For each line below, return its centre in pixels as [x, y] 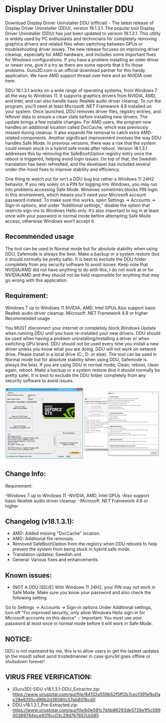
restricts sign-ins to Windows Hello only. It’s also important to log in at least [82, 210]
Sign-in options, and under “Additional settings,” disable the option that [78, 205]
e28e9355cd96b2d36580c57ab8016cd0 [54, 699]
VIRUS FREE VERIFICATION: [49, 677]
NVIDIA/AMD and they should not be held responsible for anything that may [82, 275]
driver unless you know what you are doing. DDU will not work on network [81, 349]
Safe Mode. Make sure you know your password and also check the [82, 593]
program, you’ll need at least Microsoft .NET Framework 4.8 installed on [79, 106]
